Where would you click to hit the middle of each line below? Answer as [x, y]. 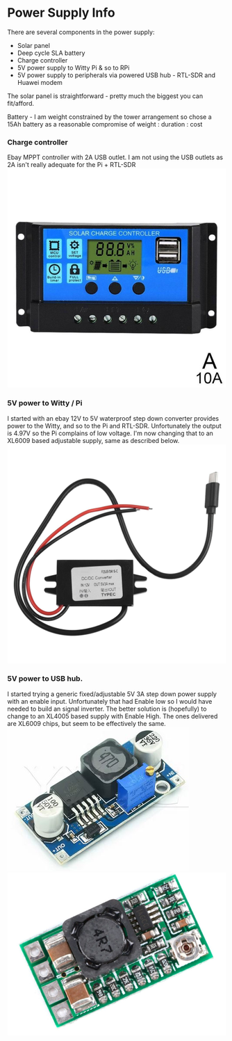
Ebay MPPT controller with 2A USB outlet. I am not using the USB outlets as [115, 157]
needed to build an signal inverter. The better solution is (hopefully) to [107, 709]
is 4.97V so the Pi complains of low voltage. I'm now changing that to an [110, 433]
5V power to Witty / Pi [45, 403]
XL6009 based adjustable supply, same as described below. [93, 440]
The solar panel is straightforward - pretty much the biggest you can [105, 96]
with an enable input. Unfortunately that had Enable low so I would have [110, 701]
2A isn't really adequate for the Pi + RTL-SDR [72, 165]
